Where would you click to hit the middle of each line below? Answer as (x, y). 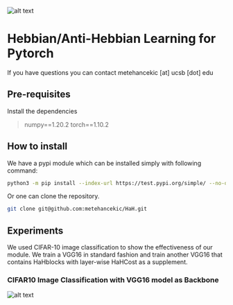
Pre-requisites (39, 95)
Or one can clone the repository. (53, 196)
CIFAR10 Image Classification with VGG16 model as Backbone (113, 280)
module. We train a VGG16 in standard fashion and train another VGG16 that (115, 255)
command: (23, 171)
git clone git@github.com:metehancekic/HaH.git (77, 209)
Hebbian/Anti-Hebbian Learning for (112, 39)
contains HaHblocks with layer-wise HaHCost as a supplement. (98, 262)
